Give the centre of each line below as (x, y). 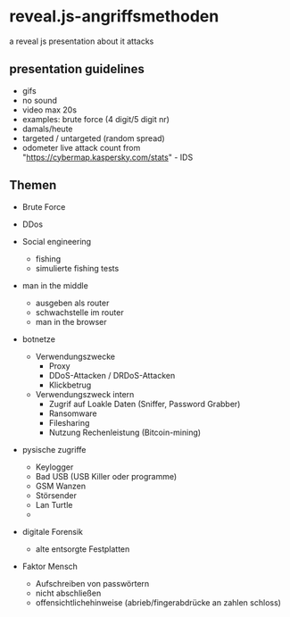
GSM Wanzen (61, 486)
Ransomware (73, 413)
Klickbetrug (70, 385)
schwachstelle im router (79, 312)
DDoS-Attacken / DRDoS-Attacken (112, 375)
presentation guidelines (77, 69)
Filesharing (69, 422)
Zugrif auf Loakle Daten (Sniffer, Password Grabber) (145, 404)
